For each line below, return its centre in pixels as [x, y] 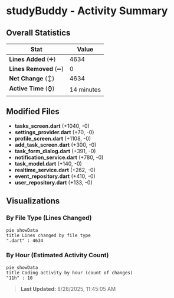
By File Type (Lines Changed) [49, 218]
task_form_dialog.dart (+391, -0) [55, 151]
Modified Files [33, 111]
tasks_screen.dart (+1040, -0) [52, 126]
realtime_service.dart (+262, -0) [55, 170]
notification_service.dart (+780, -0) [59, 157]
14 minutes [85, 89]
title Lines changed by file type [49, 235]
